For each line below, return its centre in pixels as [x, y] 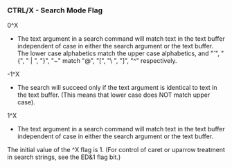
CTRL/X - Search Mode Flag [55, 10]
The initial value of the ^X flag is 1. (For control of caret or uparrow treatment [116, 150]
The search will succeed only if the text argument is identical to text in [117, 88]
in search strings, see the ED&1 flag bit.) [64, 157]
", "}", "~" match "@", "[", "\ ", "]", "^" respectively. [106, 61]
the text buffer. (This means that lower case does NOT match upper [114, 95]
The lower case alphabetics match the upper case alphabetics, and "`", [118, 53]
